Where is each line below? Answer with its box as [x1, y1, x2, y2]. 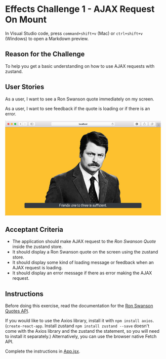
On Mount [5, 14, 47, 25]
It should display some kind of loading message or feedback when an [12, 259, 154, 265]
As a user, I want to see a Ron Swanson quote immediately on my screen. [5, 96, 155, 102]
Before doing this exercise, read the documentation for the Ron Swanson [5, 303, 153, 309]
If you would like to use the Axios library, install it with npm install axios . [5, 318, 154, 324]
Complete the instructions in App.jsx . [5, 348, 81, 355]
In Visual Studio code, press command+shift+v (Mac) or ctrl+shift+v [5, 30, 143, 36]
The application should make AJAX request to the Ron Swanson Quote [12, 239, 157, 245]
